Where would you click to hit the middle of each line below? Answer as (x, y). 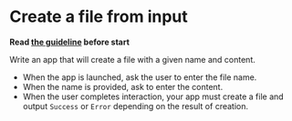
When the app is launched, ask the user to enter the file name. (140, 77)
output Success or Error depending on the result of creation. (136, 106)
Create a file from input (99, 17)
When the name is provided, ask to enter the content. (123, 86)
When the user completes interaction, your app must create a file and (153, 96)
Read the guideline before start (70, 42)
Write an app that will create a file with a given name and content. (132, 59)
